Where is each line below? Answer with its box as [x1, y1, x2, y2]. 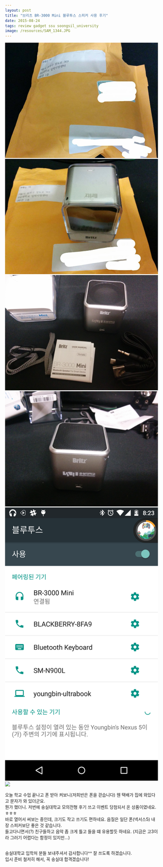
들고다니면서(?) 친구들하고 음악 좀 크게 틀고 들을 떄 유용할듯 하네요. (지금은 [5, 828, 147, 834]
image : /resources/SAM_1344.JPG [5, 28, 70, 34]
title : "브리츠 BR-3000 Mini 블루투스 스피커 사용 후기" [5, 13, 108, 18]
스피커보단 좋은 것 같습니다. [10, 823, 62, 828]
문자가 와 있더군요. [10, 798, 45, 804]
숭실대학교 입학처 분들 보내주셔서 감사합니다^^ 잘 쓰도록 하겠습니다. [5, 850, 132, 856]
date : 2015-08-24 [5, 18, 40, 23]
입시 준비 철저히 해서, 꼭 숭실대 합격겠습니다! [5, 856, 89, 862]
